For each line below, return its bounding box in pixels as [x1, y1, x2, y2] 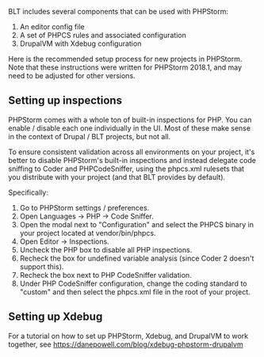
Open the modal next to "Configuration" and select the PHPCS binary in [19, 219, 254, 229]
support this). [19, 261, 64, 272]
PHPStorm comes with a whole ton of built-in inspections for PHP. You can [8, 115, 252, 124]
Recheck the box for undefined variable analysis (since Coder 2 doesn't [19, 253, 254, 263]
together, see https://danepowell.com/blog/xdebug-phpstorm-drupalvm [8, 340, 243, 349]
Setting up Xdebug [8, 310, 103, 324]
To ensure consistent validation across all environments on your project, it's [8, 146, 255, 157]
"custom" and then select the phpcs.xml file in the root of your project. [19, 287, 251, 296]
